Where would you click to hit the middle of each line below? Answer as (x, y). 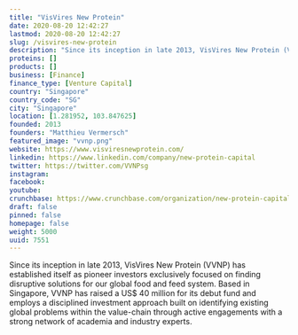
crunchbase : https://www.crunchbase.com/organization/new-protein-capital (150, 199)
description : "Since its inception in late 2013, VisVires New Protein (144, 51)
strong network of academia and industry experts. (101, 322)
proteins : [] (33, 58)
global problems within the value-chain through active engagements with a (146, 312)
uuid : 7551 (29, 240)
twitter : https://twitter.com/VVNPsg (79, 166)
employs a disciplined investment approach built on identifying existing (139, 303)
